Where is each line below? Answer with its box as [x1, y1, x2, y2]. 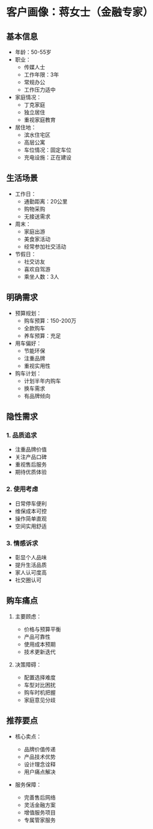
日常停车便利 [14, 500, 47, 507]
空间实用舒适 [14, 522, 47, 530]
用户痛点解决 [23, 768, 56, 775]
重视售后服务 [14, 461, 47, 468]
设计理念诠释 [23, 760, 56, 768]
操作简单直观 [14, 515, 47, 522]
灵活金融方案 [23, 801, 56, 809]
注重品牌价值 [14, 446, 47, 453]
